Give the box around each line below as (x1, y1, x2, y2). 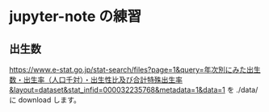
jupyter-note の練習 (9, 7, 142, 26)
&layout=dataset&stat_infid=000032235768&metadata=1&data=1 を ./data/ (9, 85, 258, 94)
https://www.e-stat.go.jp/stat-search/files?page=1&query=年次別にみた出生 (9, 65, 261, 74)
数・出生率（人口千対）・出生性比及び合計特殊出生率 (9, 75, 183, 85)
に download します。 (9, 95, 82, 105)
